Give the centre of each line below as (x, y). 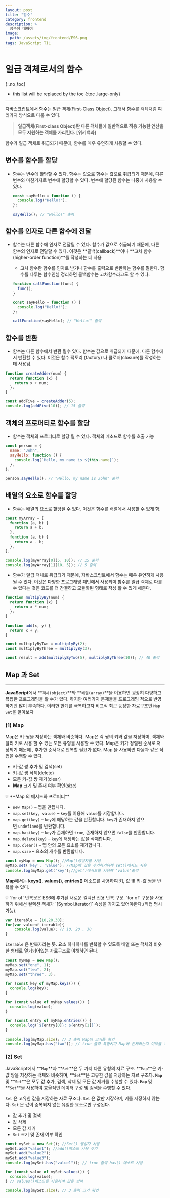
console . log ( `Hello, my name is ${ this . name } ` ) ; (67, 460)
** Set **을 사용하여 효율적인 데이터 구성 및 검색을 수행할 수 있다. (68, 1087)
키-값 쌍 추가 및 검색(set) (37, 767)
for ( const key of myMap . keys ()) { (43, 983)
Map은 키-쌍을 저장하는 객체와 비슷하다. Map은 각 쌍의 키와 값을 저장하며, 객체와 (85, 737)
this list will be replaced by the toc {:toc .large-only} (67, 94)
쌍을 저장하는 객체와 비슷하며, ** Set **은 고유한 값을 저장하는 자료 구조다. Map (86, 1075)
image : (12, 33)
